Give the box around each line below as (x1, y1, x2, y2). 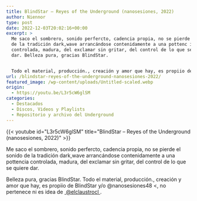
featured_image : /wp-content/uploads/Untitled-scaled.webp (6, 79, 154, 85)
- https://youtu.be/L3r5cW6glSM (11, 90, 91, 96)
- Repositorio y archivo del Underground (11, 112, 114, 118)
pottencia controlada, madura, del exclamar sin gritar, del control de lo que (6, 158, 186, 165)
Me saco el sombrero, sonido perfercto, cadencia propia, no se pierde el (6, 145, 181, 153)
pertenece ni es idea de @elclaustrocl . (6, 188, 102, 195)
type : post (6, 19, 33, 25)
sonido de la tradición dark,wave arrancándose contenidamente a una (6, 152, 175, 159)
